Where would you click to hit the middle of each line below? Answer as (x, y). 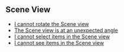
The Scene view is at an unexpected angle (66, 30)
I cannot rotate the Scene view (52, 24)
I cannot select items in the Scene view (62, 36)
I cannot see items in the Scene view (59, 43)
